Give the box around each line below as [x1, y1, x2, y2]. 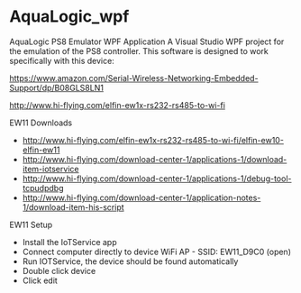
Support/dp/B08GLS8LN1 [9, 82, 104, 93]
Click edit [22, 275, 59, 286]
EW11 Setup [9, 219, 53, 230]
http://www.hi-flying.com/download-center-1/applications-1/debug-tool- [22, 173, 292, 184]
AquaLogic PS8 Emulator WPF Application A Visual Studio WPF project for [9, 36, 285, 47]
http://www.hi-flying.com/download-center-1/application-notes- [22, 192, 261, 203]
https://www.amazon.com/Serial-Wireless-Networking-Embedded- [9, 72, 259, 83]
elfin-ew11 [22, 144, 60, 155]
